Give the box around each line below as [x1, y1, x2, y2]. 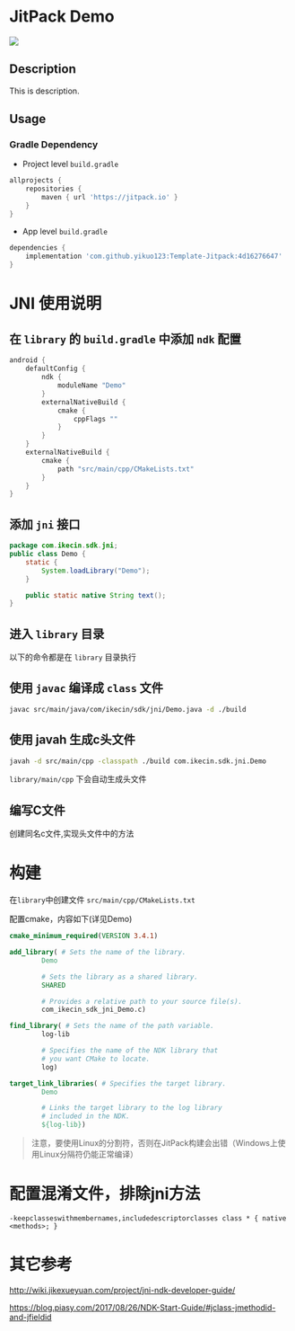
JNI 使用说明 [9, 293, 102, 314]
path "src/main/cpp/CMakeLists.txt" [56, 465, 195, 474]
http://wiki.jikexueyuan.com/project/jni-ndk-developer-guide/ [9, 1284, 236, 1295]
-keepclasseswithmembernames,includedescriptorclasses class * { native [9, 1214, 287, 1223]
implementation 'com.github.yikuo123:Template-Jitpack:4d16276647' [25, 252, 282, 261]
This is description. [9, 85, 80, 96]
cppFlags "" [73, 414, 118, 423]
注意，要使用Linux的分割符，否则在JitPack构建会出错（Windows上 [30, 1138, 278, 1149]
